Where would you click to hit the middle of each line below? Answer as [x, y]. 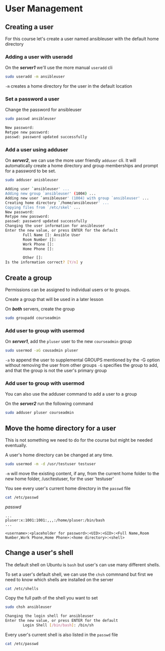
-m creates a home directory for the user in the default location [69, 86]
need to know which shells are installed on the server [59, 579]
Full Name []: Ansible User [52, 235]
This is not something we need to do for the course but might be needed [79, 440]
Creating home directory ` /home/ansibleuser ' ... [57, 203]
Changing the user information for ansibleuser [55, 226]
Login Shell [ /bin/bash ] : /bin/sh [58, 625]
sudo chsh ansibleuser [28, 607]
